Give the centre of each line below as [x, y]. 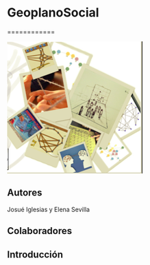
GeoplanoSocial [53, 13]
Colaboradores [40, 231]
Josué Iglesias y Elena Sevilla [49, 209]
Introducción [35, 254]
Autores [25, 193]
